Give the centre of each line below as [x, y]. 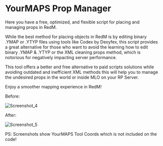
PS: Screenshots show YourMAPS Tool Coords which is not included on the [81, 134]
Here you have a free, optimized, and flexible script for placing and [72, 22]
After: [11, 115]
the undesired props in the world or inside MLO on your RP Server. [72, 77]
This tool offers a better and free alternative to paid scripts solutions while [80, 67]
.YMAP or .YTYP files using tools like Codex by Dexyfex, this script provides [81, 42]
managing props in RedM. [31, 27]
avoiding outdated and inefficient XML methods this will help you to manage [81, 72]
